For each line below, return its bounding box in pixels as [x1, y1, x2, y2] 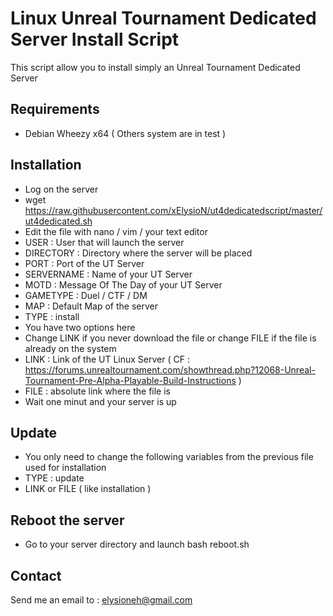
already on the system [24, 342, 117, 354]
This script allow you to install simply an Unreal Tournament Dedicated [10, 61, 301, 73]
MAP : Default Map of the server [24, 300, 158, 312]
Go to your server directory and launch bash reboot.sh [24, 538, 250, 551]
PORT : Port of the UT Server [24, 257, 145, 269]
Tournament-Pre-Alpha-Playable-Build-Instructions [24, 374, 237, 386]
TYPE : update [24, 472, 85, 484]
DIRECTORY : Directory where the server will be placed [24, 247, 253, 259]
